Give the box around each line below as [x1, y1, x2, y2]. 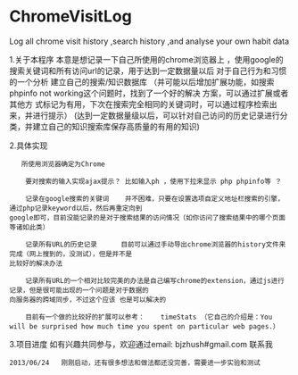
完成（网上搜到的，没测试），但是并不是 [9, 249, 132, 258]
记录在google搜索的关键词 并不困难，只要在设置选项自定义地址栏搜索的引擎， [25, 194, 285, 203]
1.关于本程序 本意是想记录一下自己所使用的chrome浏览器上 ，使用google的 [9, 54, 284, 64]
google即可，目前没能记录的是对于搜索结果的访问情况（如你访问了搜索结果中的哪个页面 [9, 212, 286, 222]
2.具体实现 [9, 140, 48, 151]
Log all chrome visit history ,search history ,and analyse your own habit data [9, 36, 290, 46]
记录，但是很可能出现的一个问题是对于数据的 [9, 286, 149, 295]
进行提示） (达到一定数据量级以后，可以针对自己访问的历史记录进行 [32, 110, 281, 121]
